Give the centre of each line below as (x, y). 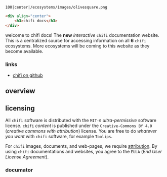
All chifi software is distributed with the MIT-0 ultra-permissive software (81, 121)
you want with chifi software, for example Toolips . (59, 137)
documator (19, 170)
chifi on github (28, 75)
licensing (20, 108)
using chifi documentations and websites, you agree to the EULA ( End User (84, 152)
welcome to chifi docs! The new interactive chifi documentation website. (82, 35)
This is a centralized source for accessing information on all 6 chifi (76, 40)
